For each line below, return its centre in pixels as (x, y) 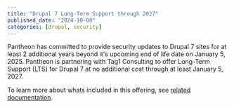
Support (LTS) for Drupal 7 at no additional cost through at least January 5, (115, 69)
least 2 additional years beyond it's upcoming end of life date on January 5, (117, 54)
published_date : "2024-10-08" (52, 20)
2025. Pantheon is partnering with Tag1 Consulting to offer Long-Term (109, 62)
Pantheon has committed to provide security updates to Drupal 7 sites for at (117, 47)
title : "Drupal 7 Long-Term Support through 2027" (83, 14)
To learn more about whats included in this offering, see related (99, 90)
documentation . (30, 97)
